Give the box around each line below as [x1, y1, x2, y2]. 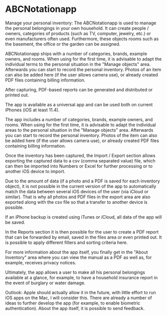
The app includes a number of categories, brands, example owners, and [5, 116, 153, 122]
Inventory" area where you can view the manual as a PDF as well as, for [5, 254, 152, 260]
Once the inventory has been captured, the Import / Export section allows [5, 153, 156, 158]
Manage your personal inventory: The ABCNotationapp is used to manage [5, 20, 157, 26]
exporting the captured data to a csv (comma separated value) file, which [5, 158, 156, 163]
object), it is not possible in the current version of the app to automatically [5, 183, 157, 189]
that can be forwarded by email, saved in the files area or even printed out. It [5, 234, 162, 240]
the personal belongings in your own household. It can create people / [5, 25, 149, 31]
